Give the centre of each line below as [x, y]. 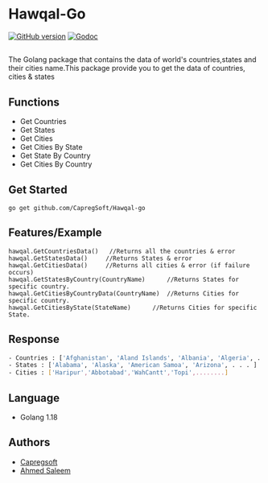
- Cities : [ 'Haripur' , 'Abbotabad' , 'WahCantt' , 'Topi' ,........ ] [118, 373]
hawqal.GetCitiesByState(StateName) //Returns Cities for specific [133, 308]
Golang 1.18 [39, 417]
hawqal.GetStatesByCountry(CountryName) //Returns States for [124, 279]
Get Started [38, 190]
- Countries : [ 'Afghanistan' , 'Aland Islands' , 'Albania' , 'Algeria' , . [135, 358]
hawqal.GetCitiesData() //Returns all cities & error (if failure [129, 265]
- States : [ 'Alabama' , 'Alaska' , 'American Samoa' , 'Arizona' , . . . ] [133, 365]
